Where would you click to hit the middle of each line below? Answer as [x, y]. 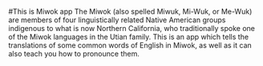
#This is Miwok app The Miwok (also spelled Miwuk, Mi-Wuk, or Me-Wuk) [130, 12]
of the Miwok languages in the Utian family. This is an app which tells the [129, 37]
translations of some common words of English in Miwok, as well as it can [130, 45]
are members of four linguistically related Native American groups [117, 20]
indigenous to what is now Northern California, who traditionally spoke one [131, 28]
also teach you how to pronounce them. [74, 54]
